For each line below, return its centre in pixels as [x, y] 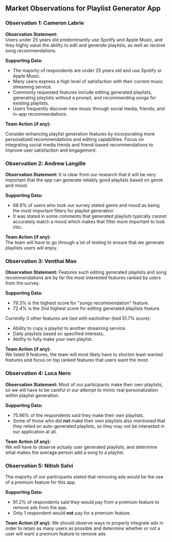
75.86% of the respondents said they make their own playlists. [78, 415]
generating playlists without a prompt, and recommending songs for [84, 97]
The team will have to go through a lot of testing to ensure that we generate [85, 242]
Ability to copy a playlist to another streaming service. [69, 328]
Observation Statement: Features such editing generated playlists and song [86, 272]
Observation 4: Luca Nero [38, 373]
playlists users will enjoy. [31, 247]
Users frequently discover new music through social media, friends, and [89, 108]
